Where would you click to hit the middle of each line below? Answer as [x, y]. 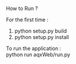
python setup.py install [42, 37]
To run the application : [34, 48]
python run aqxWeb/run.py [38, 54]
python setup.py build [40, 31]
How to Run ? [22, 8]
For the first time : [27, 19]
